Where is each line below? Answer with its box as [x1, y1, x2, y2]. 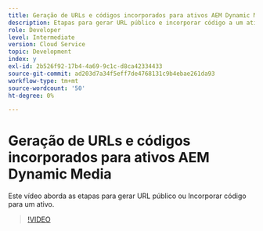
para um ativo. [8, 200, 55, 209]
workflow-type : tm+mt [8, 77, 79, 85]
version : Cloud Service [8, 41, 86, 49]
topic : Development [8, 48, 72, 56]
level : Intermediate [8, 33, 76, 42]
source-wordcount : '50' [8, 84, 86, 92]
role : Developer [8, 26, 61, 34]
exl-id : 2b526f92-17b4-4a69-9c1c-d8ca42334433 [8, 63, 163, 70]
